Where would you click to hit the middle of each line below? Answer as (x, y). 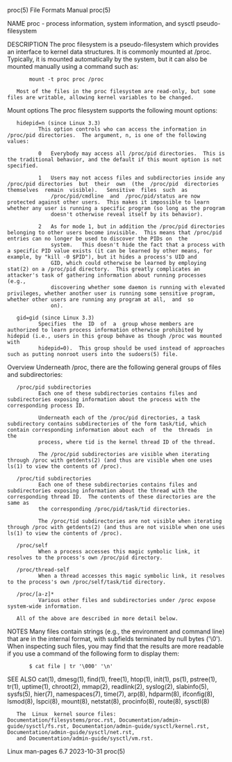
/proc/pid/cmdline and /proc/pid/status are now (125, 196)
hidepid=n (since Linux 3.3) (58, 123)
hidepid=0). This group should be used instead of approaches (132, 348)
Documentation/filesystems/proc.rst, (62, 720)
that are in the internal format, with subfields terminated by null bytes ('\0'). (115, 639)
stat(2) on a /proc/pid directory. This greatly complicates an (103, 269)
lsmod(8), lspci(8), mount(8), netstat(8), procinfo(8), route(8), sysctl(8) (108, 701)
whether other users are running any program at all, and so (101, 300)
